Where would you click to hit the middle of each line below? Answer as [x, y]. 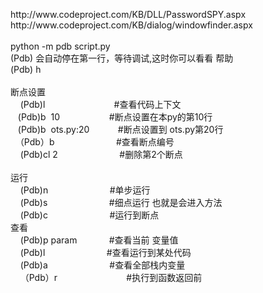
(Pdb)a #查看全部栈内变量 [102, 265]
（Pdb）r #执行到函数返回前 [111, 277]
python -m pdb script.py [60, 46]
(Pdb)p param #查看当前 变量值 [99, 240]
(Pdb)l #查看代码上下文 [100, 104]
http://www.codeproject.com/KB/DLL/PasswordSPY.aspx [128, 14]
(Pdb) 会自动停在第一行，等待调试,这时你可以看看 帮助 [122, 58]
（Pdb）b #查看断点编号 [94, 142]
